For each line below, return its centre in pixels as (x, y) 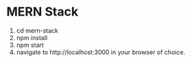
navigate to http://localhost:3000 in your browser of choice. (101, 52)
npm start (30, 45)
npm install (32, 37)
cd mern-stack (37, 30)
